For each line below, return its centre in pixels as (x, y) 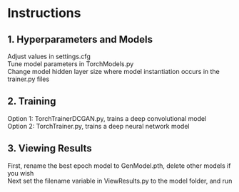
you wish (21, 173)
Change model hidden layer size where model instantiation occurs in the (113, 71)
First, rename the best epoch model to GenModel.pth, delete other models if (119, 166)
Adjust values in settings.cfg (49, 56)
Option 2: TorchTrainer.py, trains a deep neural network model (98, 126)
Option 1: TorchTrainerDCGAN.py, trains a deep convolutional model (107, 118)
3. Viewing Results (50, 148)
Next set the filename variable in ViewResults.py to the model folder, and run (120, 181)
